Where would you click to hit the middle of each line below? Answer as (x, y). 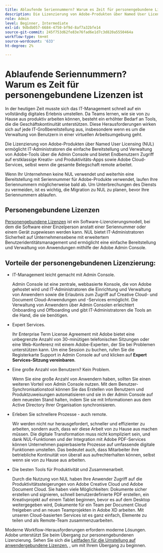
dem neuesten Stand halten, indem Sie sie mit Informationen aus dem (81, 400)
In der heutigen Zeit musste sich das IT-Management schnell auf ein (73, 108)
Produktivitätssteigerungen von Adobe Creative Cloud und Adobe (77, 484)
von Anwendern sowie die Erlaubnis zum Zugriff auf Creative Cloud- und (85, 295)
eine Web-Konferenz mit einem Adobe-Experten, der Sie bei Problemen (83, 345)
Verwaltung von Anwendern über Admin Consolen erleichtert (73, 305)
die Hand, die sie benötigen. (40, 316)
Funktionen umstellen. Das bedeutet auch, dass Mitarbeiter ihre (75, 450)
